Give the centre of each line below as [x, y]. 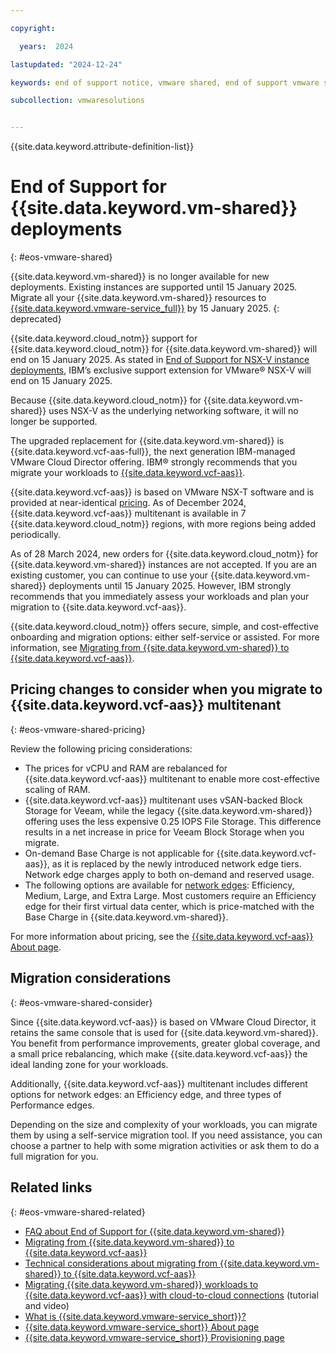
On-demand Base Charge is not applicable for [119, 853]
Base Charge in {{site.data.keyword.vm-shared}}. [126, 917]
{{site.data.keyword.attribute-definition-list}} [102, 147]
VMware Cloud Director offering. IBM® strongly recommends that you [154, 462]
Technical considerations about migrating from [121, 1263]
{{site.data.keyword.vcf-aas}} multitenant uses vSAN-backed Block [163, 800]
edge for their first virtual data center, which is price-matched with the [169, 906]
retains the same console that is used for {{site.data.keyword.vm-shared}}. [164, 1032]
